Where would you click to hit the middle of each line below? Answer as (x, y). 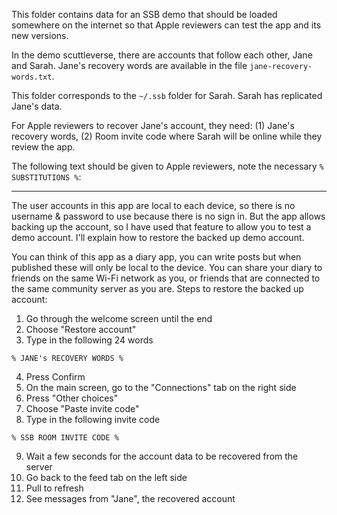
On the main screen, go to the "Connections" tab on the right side (161, 387)
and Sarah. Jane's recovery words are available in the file (129, 65)
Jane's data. (37, 106)
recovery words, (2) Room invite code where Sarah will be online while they (167, 136)
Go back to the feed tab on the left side (106, 477)
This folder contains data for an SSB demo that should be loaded (144, 14)
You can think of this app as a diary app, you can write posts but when (156, 257)
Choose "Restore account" (81, 329)
